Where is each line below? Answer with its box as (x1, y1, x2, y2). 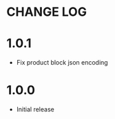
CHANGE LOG (6, 4, 87, 20)
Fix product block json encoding (16, 58, 108, 67)
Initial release (16, 105, 54, 113)
